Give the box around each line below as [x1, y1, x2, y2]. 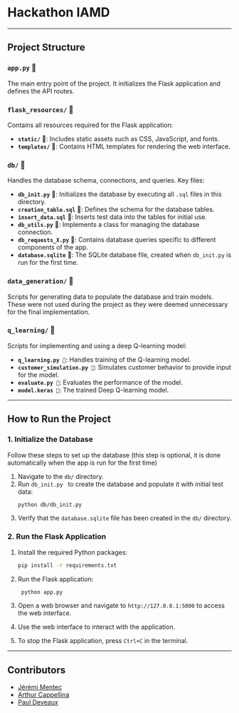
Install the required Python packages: [17, 547, 128, 557]
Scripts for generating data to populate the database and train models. [7, 292, 213, 300]
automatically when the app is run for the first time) [7, 458, 158, 467]
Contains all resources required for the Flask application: [7, 121, 174, 129]
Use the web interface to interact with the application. [17, 622, 176, 632]
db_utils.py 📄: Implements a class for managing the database [17, 221, 200, 229]
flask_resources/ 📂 [7, 104, 74, 114]
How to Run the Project [7, 413, 112, 425]
